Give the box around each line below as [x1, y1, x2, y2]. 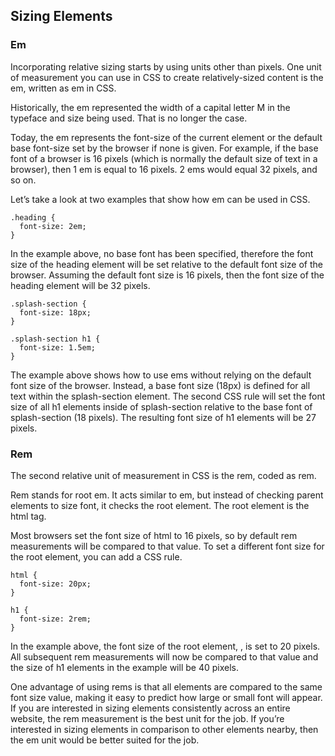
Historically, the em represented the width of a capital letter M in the [10, 101, 291, 113]
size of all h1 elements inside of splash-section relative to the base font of [10, 400, 313, 413]
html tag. [10, 510, 47, 522]
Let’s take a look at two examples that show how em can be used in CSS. [10, 193, 311, 205]
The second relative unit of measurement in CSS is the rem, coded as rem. [10, 469, 317, 481]
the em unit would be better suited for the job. [10, 734, 200, 746]
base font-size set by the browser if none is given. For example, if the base [10, 142, 319, 154]
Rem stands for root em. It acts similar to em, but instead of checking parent [10, 489, 324, 501]
